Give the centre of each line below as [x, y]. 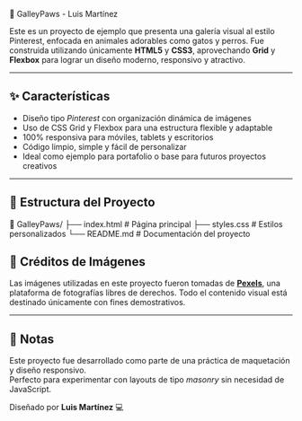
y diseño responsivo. [48, 370]
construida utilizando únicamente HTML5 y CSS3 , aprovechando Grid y [142, 50]
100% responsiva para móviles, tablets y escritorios [118, 137]
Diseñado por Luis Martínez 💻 [67, 408]
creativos [40, 165]
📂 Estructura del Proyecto [82, 202]
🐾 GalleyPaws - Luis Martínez [64, 14]
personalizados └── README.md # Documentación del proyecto [130, 233]
